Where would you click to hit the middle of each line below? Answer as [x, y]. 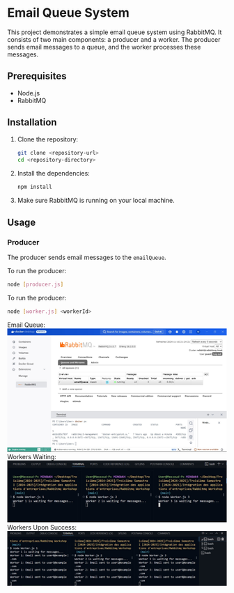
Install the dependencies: [54, 174]
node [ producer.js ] [36, 284]
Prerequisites [37, 76]
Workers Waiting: [32, 456]
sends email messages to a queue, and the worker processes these [104, 47]
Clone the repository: [48, 139]
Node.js [29, 93]
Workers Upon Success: [42, 527]
